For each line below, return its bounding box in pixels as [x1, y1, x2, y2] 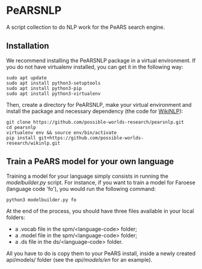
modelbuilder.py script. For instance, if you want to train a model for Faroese [6, 178, 195, 186]
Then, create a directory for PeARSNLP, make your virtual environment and [6, 101, 192, 108]
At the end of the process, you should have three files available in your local [6, 207, 194, 214]
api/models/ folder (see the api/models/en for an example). [6, 256, 153, 263]
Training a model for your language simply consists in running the [6, 172, 168, 180]
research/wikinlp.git [6, 140, 61, 146]
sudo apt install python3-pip [6, 85, 82, 91]
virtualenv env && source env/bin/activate [6, 130, 117, 136]
